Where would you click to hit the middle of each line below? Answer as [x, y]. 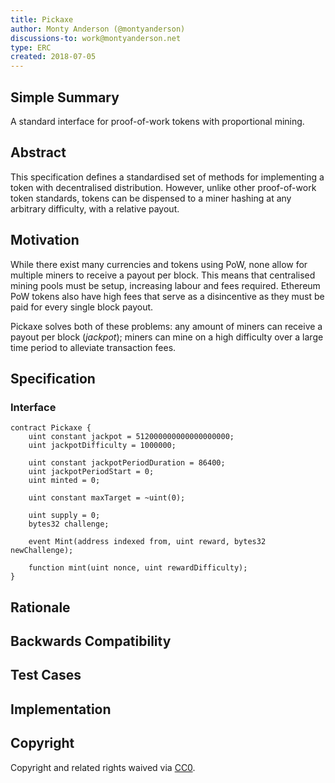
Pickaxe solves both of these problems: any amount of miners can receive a [166, 326]
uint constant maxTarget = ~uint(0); [107, 498]
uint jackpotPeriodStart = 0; [91, 472]
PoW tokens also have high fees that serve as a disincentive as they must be [167, 296]
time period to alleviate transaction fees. [93, 347]
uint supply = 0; [64, 516]
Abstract [38, 152]
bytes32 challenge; [69, 524]
